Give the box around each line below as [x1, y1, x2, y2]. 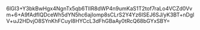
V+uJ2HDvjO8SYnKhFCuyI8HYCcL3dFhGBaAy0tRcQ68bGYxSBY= [6, 18, 170, 24]
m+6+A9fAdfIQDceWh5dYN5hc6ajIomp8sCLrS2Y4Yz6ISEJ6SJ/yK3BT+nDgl [6, 11, 195, 18]
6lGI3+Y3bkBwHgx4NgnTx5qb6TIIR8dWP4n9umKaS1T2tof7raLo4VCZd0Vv [6, 5, 193, 12]
